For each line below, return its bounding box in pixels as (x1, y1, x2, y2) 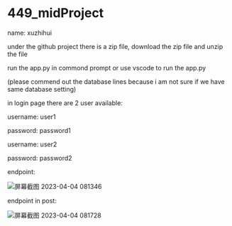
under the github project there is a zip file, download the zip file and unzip (7, 42, 223, 50)
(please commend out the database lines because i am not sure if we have (7, 77, 225, 86)
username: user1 (7, 112, 56, 121)
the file (7, 50, 28, 58)
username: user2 (7, 140, 57, 149)
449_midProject (7, 5, 104, 21)
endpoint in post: (7, 196, 57, 205)
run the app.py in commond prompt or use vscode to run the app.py (7, 63, 206, 72)
